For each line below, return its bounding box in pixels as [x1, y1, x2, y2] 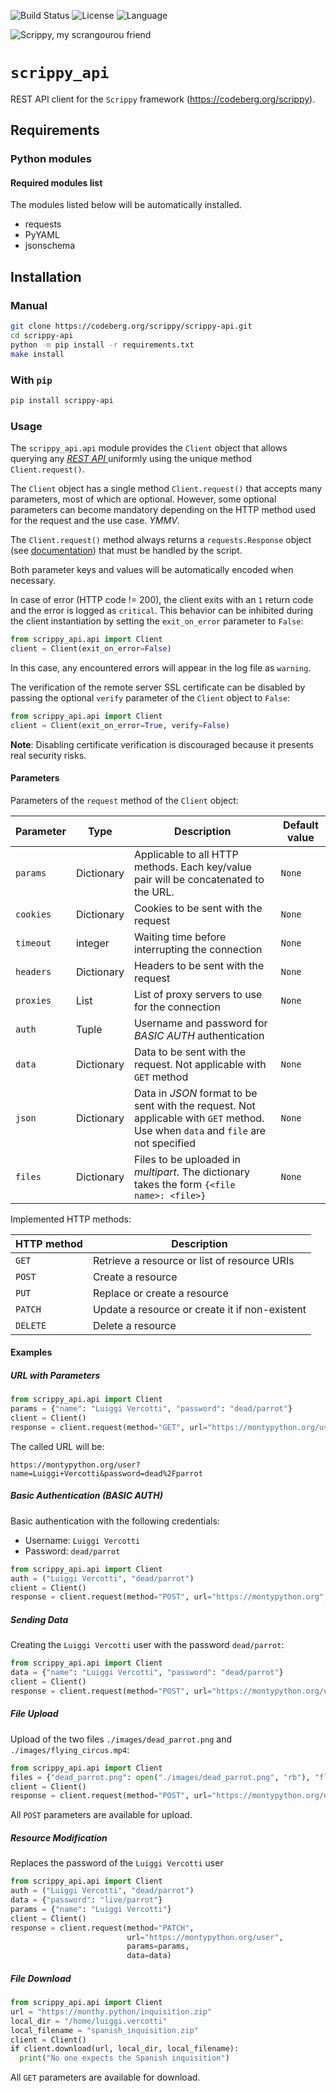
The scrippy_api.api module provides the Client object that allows [10, 442, 288, 454]
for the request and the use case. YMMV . [10, 515, 180, 527]
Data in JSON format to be [133, 1086, 258, 1100]
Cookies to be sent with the [133, 901, 263, 915]
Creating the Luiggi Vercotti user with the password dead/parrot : [10, 1639, 285, 1651]
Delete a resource [92, 1318, 177, 1332]
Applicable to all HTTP [133, 847, 239, 861]
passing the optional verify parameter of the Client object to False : [10, 691, 291, 704]
